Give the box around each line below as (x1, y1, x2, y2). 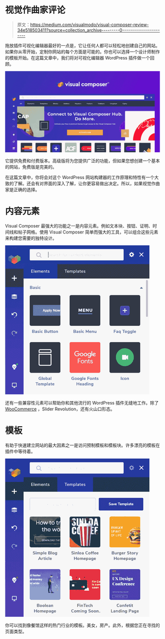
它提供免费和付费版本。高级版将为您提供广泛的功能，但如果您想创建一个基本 (5, 158, 160, 164)
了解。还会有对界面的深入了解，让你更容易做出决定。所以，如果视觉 (13, 180, 151, 187)
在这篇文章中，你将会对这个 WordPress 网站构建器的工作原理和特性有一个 (5, 174, 155, 180)
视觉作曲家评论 (5, 4, 66, 16)
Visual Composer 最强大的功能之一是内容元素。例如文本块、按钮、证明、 (5, 223, 153, 229)
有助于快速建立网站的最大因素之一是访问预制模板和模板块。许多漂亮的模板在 (5, 442, 160, 448)
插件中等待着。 (5, 448, 35, 455)
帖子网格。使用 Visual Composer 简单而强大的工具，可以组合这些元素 (18, 229, 159, 235)
